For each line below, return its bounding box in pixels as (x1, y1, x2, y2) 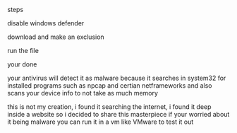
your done (7, 60, 37, 69)
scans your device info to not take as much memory (7, 89, 159, 97)
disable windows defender (7, 19, 85, 27)
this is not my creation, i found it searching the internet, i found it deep (7, 103, 212, 111)
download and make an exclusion (7, 33, 104, 41)
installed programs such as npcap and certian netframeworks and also (7, 81, 213, 90)
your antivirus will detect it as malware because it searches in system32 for (7, 74, 226, 82)
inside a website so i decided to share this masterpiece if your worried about (7, 110, 230, 118)
